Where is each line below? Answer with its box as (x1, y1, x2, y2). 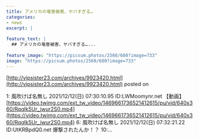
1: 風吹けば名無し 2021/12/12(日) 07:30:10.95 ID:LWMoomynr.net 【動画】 (6, 92, 185, 100)
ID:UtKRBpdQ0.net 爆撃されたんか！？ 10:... (6, 126, 113, 133)
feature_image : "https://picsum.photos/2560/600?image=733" (6, 52, 158, 58)
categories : (6, 14, 36, 20)
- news (6, 19, 23, 25)
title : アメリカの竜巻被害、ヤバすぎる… (6, 8, 94, 15)
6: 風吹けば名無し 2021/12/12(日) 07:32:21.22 (76, 118, 185, 125)
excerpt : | (6, 25, 33, 31)
